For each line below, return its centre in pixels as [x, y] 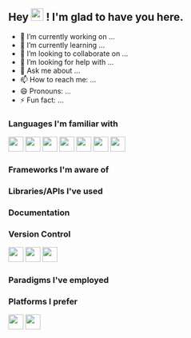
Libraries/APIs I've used [56, 191]
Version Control [40, 234]
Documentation [39, 213]
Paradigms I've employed [59, 280]
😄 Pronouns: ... [46, 91]
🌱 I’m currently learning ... [62, 45]
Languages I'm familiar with [63, 123]
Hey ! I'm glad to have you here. [96, 17]
